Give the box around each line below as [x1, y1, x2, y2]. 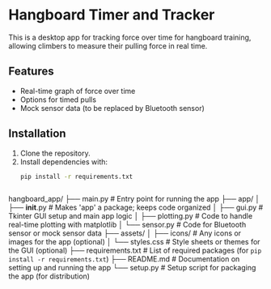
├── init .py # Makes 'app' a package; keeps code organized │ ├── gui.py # [8, 202, 264, 212]
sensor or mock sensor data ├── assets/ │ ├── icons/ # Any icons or [8, 228, 241, 238]
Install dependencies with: [19, 156, 108, 167]
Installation [8, 127, 66, 141]
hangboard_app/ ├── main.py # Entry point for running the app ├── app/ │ [8, 194, 260, 204]
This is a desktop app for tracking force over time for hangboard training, [8, 32, 252, 42]
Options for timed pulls [19, 95, 97, 104]
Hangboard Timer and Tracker [8, 6, 215, 24]
